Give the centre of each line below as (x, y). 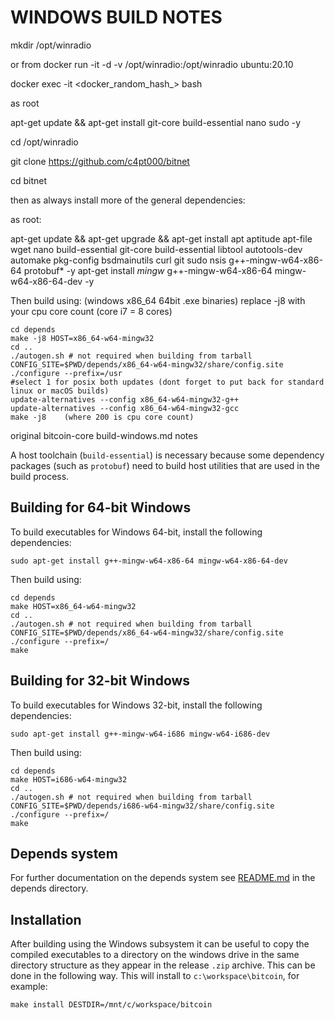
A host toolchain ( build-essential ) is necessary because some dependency (167, 455)
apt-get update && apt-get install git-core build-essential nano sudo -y (156, 122)
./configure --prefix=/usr (66, 373)
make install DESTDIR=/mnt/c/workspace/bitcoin (111, 1005)
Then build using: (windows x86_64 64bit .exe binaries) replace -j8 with (158, 300)
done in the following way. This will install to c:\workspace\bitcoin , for (155, 976)
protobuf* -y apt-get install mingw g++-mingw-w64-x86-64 (148, 270)
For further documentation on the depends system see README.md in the (163, 878)
